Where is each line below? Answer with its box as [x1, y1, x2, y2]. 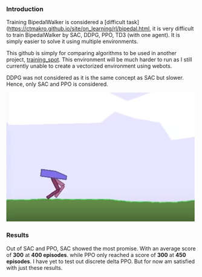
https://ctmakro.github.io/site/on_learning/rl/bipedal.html [8, 25, 150, 32]
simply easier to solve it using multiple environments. [6, 38, 138, 45]
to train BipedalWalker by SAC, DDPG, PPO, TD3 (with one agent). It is [6, 31, 180, 39]
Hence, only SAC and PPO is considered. [6, 80, 109, 88]
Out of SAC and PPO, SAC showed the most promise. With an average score [6, 244, 196, 252]
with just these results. [6, 264, 63, 271]
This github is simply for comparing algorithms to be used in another [6, 50, 177, 57]
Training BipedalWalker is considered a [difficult [6, 19, 126, 26]
